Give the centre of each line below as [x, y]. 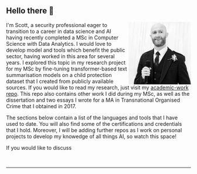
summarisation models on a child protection [59, 75]
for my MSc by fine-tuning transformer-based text [67, 69]
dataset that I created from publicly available [60, 81]
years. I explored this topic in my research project [66, 62]
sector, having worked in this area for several [60, 56]
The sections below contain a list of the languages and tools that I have [92, 118]
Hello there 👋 [30, 11]
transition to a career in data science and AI [59, 31]
